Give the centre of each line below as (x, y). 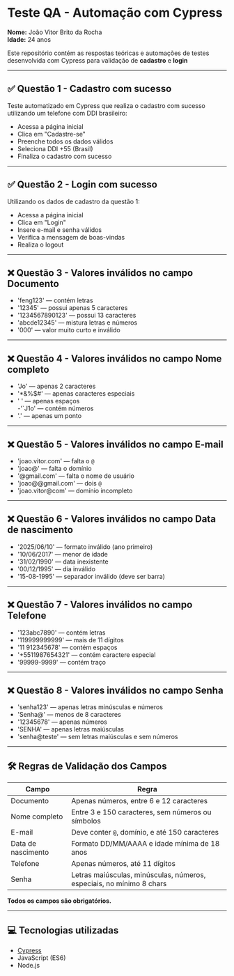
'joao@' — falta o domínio (54, 468)
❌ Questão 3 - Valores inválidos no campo (100, 273)
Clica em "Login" (41, 222)
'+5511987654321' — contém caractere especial (86, 654)
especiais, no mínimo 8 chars (119, 884)
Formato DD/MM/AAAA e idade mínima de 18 (145, 844)
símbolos (86, 821)
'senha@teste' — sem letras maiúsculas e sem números (97, 737)
